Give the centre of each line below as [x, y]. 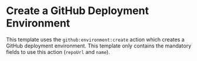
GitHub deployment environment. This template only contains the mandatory [99, 46]
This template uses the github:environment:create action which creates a [96, 39]
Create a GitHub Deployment [77, 11]
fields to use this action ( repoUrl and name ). [58, 52]
